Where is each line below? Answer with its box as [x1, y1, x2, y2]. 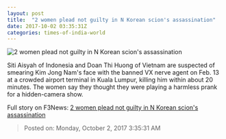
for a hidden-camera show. [7, 90, 84, 99]
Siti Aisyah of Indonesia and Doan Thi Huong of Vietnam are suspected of [7, 61, 216, 69]
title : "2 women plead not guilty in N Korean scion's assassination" [7, 16, 216, 23]
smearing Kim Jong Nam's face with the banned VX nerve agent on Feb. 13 [7, 68, 219, 77]
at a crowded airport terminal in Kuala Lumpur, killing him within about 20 [7, 76, 214, 84]
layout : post [7, 10, 45, 17]
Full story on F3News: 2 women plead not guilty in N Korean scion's [7, 103, 199, 112]
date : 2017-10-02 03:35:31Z [7, 23, 88, 29]
